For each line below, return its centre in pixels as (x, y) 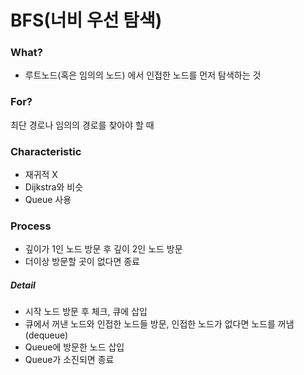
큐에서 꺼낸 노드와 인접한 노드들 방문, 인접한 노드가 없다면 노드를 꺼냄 (159, 324)
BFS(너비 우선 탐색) (86, 20)
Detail (23, 285)
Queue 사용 (48, 200)
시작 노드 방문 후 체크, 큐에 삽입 (86, 312)
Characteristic (46, 151)
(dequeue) (46, 335)
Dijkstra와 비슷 (54, 187)
